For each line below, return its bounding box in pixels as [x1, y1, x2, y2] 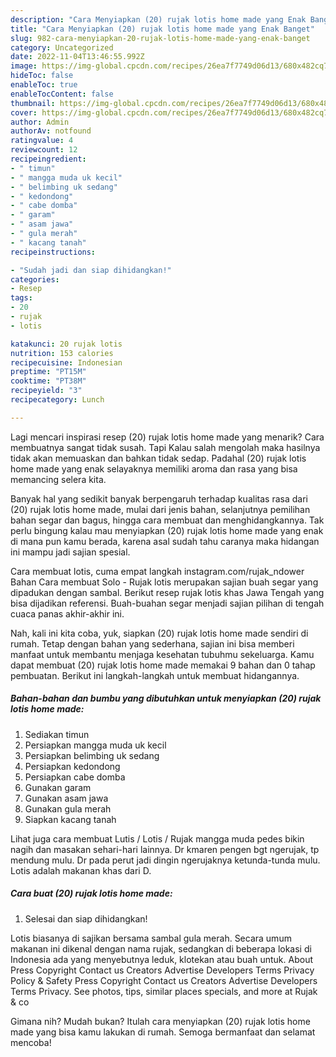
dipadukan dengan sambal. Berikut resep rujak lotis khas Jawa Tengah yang [10, 586, 325, 598]
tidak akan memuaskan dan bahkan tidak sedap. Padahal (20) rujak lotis [10, 452, 307, 464]
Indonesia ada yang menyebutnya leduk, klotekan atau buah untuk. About [10, 953, 313, 965]
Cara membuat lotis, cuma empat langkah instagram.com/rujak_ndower [10, 565, 305, 577]
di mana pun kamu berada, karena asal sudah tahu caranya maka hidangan [10, 535, 320, 547]
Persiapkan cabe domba [24, 771, 126, 783]
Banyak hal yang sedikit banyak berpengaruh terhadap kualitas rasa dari [10, 492, 308, 505]
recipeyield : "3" [10, 386, 83, 396]
